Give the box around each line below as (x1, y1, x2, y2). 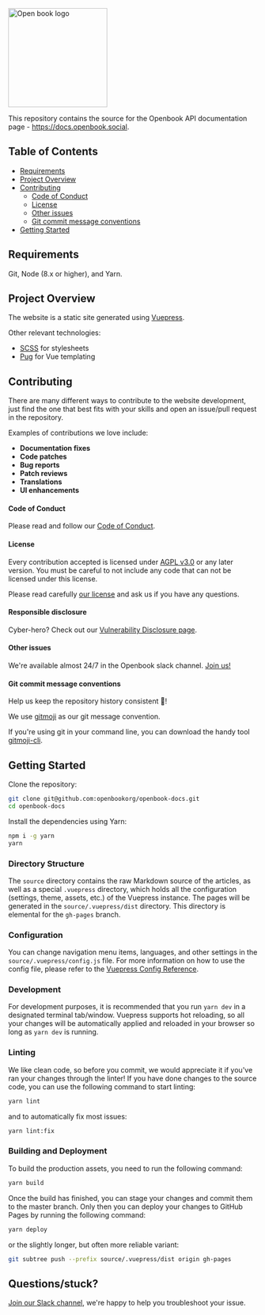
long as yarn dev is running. (8, 1027, 99, 1037)
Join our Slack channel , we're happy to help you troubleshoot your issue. (8, 1298, 247, 1308)
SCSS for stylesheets (19, 344, 89, 353)
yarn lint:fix (8, 1126, 55, 1135)
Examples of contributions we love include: (8, 428, 149, 438)
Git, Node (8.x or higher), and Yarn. (8, 269, 123, 278)
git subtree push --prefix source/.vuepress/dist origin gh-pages (8, 1255, 232, 1263)
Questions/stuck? (8, 1277, 99, 1290)
